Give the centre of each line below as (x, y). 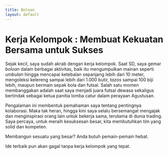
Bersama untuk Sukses (54, 50)
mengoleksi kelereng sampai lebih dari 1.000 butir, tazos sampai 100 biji (79, 80)
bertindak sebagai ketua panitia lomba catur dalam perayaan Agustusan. (80, 96)
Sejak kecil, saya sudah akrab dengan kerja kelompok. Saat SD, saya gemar (83, 64)
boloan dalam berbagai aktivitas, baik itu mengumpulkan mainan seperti (79, 69)
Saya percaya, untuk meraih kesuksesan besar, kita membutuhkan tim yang (83, 121)
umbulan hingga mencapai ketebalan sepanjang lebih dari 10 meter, (75, 74)
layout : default (22, 15)
